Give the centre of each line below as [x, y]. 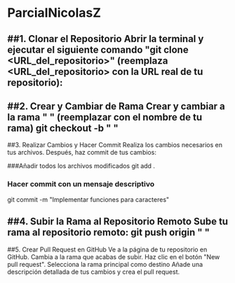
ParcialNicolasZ [54, 13]
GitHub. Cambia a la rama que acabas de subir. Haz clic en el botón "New [114, 256]
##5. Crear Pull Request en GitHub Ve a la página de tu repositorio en [107, 249]
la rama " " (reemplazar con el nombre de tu [105, 117]
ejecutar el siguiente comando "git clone [98, 49]
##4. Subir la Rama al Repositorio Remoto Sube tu [118, 222]
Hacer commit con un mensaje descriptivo [81, 184]
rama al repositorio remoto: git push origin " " [109, 233]
